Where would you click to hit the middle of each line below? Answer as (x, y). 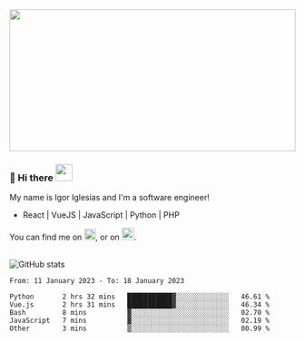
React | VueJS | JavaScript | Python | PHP (101, 215)
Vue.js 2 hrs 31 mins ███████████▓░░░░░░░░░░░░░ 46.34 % (140, 305)
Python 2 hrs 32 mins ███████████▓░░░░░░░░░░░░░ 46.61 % (140, 297)
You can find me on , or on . (73, 237)
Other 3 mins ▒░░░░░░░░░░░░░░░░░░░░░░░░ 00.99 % (140, 329)
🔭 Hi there (32, 178)
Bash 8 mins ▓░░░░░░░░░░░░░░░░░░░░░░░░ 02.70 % (140, 313)
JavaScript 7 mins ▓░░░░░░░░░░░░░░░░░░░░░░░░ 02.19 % (140, 321)
